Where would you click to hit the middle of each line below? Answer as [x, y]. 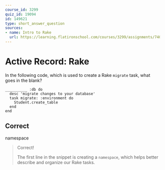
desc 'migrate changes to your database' [53, 94]
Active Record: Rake [47, 62]
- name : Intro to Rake [28, 33]
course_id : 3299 [22, 10]
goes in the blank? [24, 80]
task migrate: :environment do [41, 98]
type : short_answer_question [35, 23]
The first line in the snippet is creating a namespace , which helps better [88, 157]
